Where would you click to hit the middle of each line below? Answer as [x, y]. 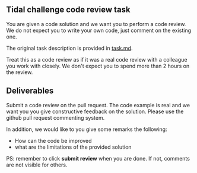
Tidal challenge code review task [68, 10]
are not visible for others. [37, 165]
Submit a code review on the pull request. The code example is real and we [98, 105]
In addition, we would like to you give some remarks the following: [87, 129]
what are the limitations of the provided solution [73, 147]
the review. [20, 72]
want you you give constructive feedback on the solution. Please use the [95, 111]
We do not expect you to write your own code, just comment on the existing [99, 30]
